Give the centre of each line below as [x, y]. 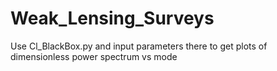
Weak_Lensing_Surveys [112, 18]
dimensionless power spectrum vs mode [94, 56]
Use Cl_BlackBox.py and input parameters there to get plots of [139, 46]
